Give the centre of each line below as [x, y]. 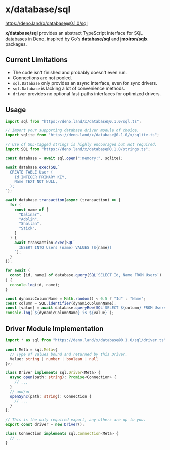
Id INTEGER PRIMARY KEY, [40, 177]
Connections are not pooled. [42, 78]
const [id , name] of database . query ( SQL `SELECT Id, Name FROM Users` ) [86, 275]
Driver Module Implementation [54, 328]
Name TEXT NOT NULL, [36, 182]
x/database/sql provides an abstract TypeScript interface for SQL [74, 33]
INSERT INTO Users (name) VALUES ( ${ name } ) [65, 247]
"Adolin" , [29, 219]
